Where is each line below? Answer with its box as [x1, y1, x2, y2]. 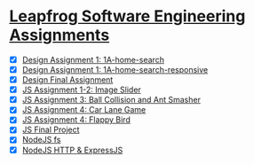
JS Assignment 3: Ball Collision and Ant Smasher [21, 95, 202, 105]
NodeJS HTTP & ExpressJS [21, 144, 123, 155]
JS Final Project [21, 124, 80, 135]
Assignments [9, 25, 110, 45]
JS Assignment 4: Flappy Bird [21, 114, 131, 125]
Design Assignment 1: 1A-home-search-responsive [21, 65, 209, 74]
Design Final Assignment [21, 74, 114, 85]
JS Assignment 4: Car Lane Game [21, 105, 147, 115]
